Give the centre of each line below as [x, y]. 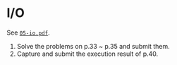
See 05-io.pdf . [28, 32]
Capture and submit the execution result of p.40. [87, 54]
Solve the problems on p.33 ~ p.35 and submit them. [93, 46]
